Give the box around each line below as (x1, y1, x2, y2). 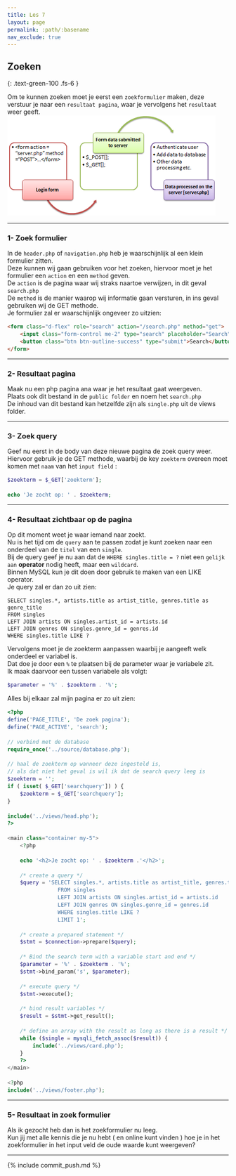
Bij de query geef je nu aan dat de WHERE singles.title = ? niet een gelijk (7, 553, 225, 561)
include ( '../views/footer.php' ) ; (7, 1086, 105, 1094)
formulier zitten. (7, 256, 53, 265)
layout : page (7, 18, 46, 26)
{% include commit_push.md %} (7, 1161, 101, 1170)
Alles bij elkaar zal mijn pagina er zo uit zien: (7, 694, 136, 703)
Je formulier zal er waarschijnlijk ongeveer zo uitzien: (7, 309, 162, 318)
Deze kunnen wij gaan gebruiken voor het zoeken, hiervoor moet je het (7, 264, 213, 273)
